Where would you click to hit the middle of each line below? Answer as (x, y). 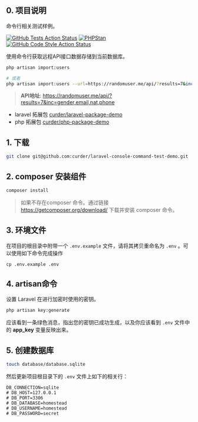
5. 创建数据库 (30, 350)
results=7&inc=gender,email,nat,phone (67, 102)
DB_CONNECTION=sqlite (33, 388)
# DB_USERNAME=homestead (37, 408)
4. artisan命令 (32, 284)
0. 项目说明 (26, 11)
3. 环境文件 (26, 231)
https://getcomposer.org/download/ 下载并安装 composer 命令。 (99, 210)
